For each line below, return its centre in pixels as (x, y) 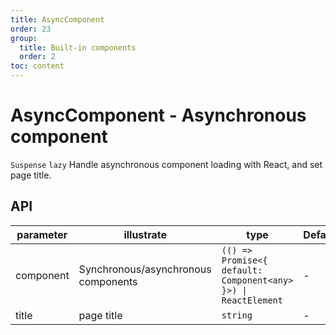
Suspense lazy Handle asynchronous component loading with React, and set (166, 164)
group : (24, 38)
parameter (42, 234)
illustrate (145, 234)
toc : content (37, 66)
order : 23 (31, 29)
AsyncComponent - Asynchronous (158, 115)
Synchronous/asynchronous (145, 269)
